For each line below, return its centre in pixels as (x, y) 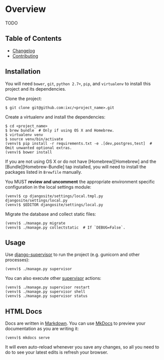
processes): (17, 260)
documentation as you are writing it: (42, 329)
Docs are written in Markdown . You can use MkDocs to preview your (75, 323)
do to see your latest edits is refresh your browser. (57, 353)
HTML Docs (24, 311)
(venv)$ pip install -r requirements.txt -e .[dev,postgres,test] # (79, 143)
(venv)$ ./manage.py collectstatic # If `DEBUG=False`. (65, 228)
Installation (23, 71)
